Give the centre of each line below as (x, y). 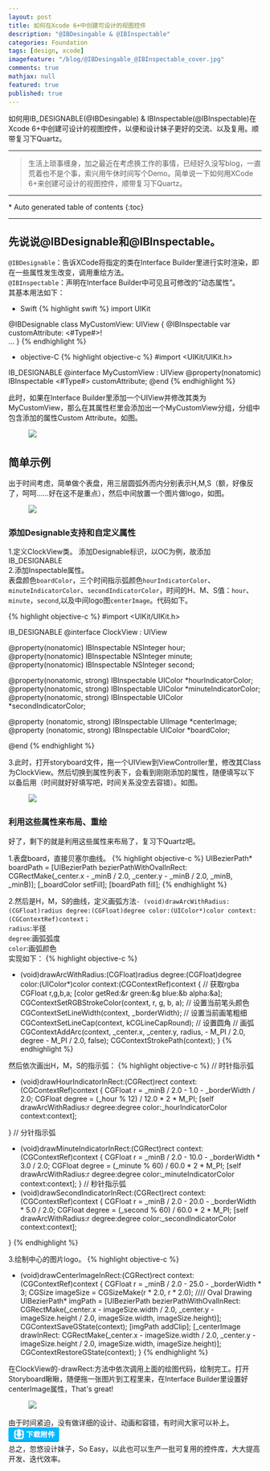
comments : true (34, 68)
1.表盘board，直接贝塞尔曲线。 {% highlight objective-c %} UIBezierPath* (131, 858)
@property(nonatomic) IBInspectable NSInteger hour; (97, 648)
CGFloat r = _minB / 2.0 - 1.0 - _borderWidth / (180, 1090)
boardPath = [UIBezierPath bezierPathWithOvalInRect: (98, 867)
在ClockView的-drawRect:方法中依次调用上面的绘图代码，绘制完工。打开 (129, 1369)
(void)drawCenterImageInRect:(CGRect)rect (93, 1275)
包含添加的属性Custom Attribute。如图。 (75, 418)
